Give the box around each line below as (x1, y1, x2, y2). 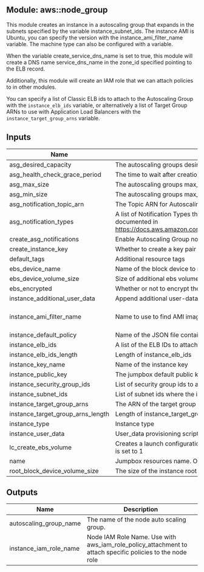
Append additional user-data (115, 294, 199, 303)
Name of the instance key (115, 360, 188, 368)
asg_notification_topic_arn (9, 200, 84, 208)
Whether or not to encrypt (115, 284, 189, 292)
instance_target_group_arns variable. (6, 114, 100, 122)
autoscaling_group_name (9, 519, 81, 528)
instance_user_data (9, 429, 65, 438)
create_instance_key (9, 244, 68, 253)
